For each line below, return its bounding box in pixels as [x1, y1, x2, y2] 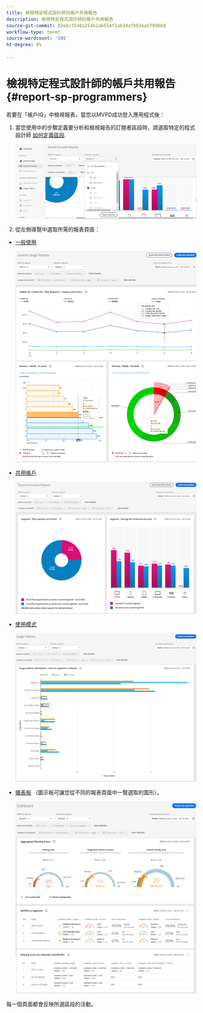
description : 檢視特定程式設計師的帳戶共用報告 [6, 16, 114, 22]
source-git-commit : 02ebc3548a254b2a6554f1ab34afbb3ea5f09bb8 [6, 22, 166, 28]
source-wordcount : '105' [6, 35, 69, 42]
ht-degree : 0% [6, 42, 42, 48]
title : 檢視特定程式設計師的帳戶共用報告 [6, 10, 98, 16]
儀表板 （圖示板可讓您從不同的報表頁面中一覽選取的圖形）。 [14, 788, 163, 796]
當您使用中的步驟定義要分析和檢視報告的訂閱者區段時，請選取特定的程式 [14, 124, 195, 131]
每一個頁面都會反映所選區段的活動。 [6, 1000, 97, 1008]
